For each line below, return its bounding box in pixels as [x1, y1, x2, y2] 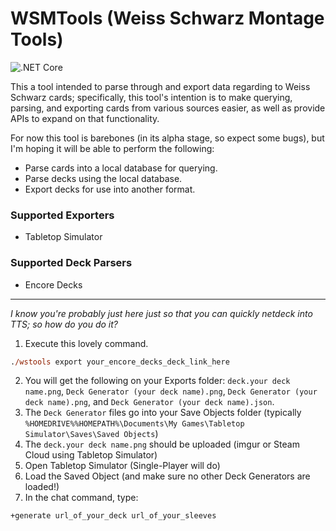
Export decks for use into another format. [24, 183, 196, 195]
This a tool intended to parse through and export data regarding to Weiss [10, 80, 311, 92]
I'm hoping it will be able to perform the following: [10, 142, 215, 154]
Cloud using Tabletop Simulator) [24, 449, 158, 461]
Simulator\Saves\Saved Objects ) [24, 428, 159, 440]
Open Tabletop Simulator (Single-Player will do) [24, 460, 221, 472]
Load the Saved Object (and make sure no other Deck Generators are [24, 470, 311, 482]
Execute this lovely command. [24, 337, 149, 349]
